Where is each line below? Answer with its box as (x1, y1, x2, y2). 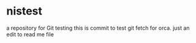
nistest (6, 4, 43, 18)
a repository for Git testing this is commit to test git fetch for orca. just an (6, 24, 190, 31)
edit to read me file (6, 30, 54, 38)
